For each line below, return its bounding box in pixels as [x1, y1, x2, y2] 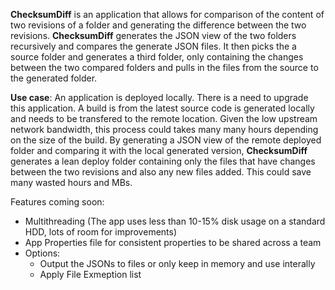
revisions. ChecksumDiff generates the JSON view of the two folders [10, 30, 297, 41]
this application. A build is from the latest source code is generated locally [10, 102, 315, 114]
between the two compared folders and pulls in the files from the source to [10, 62, 319, 73]
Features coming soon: [10, 196, 105, 208]
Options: [24, 247, 61, 259]
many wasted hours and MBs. [10, 177, 133, 188]
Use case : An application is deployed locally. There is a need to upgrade [10, 92, 309, 103]
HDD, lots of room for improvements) [24, 226, 178, 238]
